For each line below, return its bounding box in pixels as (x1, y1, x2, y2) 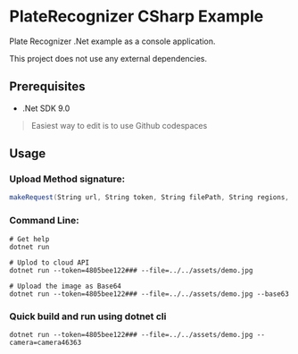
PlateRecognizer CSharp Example (9, 6, 264, 27)
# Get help (9, 234, 50, 243)
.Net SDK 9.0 (21, 103, 70, 114)
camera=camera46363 (9, 338, 82, 347)
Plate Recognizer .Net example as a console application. (9, 36, 216, 46)
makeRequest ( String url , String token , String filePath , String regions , (9, 193, 290, 202)
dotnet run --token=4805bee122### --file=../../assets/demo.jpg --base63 (9, 289, 290, 299)
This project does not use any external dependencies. (9, 53, 208, 63)
